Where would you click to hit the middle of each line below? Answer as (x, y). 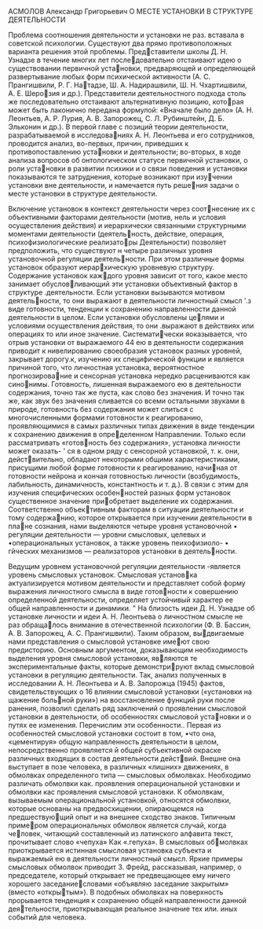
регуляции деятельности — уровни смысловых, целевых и (107, 534)
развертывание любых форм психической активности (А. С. (110, 77)
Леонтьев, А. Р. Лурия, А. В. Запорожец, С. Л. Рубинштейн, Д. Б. (117, 118)
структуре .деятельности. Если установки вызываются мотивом (117, 292)
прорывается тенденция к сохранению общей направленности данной (128, 900)
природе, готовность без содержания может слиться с (101, 409)
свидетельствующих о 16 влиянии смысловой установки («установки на (130, 692)
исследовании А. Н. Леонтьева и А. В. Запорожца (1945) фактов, (117, 683)
